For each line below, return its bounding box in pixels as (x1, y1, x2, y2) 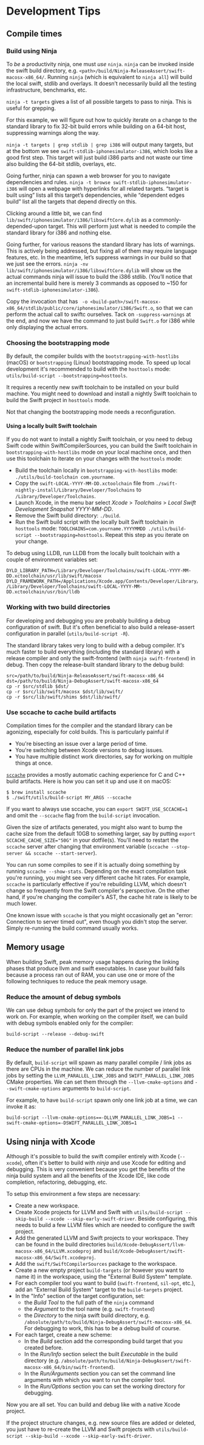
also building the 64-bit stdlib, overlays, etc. (6, 160, 117, 168)
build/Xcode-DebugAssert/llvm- (107, 1242, 186, 1248)
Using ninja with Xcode (6, 1136, 96, 1147)
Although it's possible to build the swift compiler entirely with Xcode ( (6, 1153, 180, 1160)
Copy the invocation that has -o (6, 298, 88, 305)
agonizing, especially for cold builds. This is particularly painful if (6, 728, 169, 736)
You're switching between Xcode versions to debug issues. (15, 746, 164, 754)
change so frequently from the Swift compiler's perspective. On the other (6, 887, 190, 894)
